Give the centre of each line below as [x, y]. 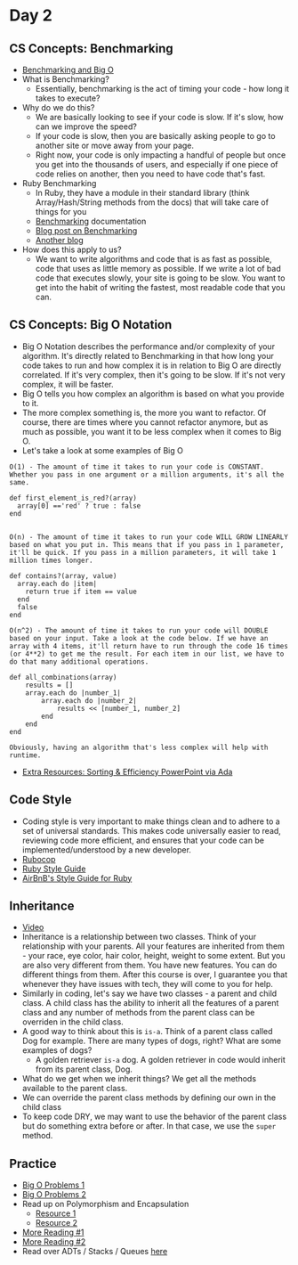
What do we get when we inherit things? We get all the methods [139, 1079]
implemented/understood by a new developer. [106, 849]
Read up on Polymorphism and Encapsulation [105, 1204]
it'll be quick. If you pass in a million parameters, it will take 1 [143, 552]
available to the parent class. [75, 1089]
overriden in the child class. [73, 1022]
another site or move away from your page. [114, 145]
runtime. [25, 755]
